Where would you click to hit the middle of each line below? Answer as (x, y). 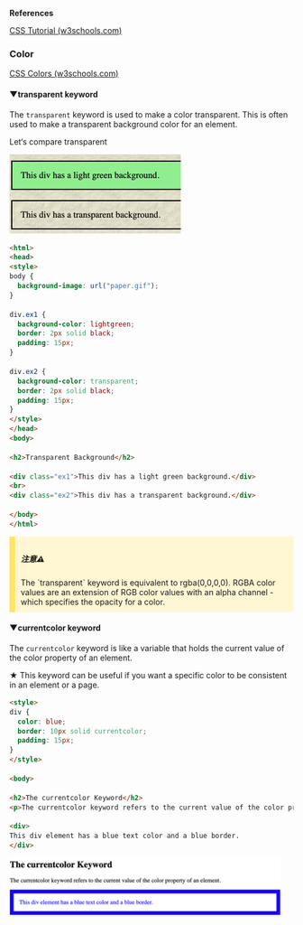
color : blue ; (42, 722)
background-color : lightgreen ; (76, 324)
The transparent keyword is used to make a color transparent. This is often (149, 114)
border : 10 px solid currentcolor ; (82, 731)
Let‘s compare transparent (59, 141)
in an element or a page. (55, 685)
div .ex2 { (28, 371)
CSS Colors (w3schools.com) (64, 74)
